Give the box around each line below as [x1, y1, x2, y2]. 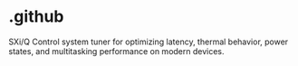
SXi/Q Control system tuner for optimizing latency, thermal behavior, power [8, 36, 289, 47]
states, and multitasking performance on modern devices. [8, 45, 225, 56]
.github [8, 6, 64, 27]
